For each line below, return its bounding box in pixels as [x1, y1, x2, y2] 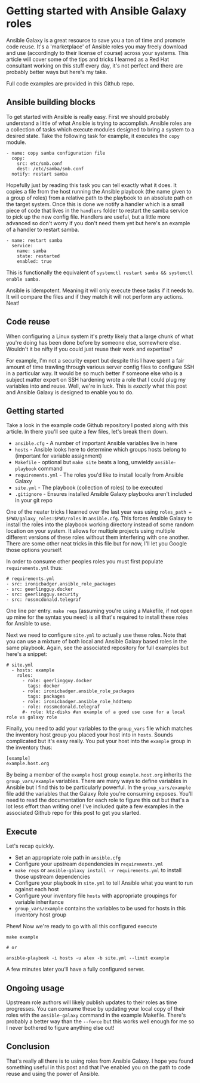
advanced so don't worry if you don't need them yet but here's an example [6, 219, 190, 226]
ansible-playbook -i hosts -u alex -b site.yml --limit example [6, 955, 170, 961]
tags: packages [27, 694, 66, 699]
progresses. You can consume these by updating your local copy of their [6, 1005, 185, 1012]
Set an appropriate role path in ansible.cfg [14, 854, 121, 861]
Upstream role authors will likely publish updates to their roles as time [6, 999, 177, 1006]
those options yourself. [6, 547, 63, 554]
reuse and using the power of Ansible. [6, 1070, 100, 1077]
